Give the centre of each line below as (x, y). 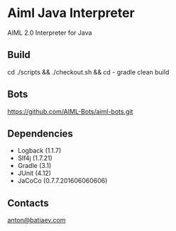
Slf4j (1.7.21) (35, 158)
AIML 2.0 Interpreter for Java (50, 33)
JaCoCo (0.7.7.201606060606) (62, 181)
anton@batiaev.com (37, 220)
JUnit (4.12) (34, 173)
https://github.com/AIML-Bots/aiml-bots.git (70, 111)
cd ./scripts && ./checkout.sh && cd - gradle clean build (88, 72)
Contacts (28, 203)
